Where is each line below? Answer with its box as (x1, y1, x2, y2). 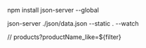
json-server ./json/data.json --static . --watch (7, 19, 139, 27)
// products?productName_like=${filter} (7, 33, 121, 41)
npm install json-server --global (7, 6, 100, 14)
